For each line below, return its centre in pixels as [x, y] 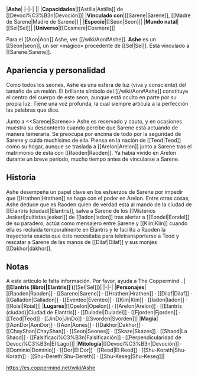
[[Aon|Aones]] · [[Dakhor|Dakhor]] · [100, 325]
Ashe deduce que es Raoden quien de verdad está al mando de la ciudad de [99, 204]
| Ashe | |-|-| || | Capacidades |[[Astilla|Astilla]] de [65, 9]
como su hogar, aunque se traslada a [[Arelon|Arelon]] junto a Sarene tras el [99, 146]
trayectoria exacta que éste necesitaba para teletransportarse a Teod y [92, 236]
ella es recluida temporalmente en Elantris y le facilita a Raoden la [86, 229]
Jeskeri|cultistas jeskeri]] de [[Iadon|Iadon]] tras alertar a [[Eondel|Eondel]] [98, 217]
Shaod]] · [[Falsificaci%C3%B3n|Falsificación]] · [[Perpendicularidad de [94, 337]
